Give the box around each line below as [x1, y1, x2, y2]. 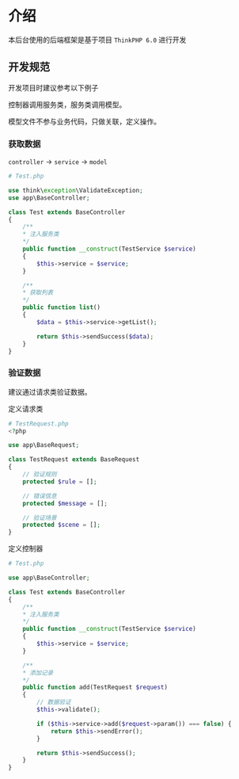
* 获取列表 [22, 288, 54, 297]
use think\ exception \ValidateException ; [8, 186, 144, 194]
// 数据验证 [36, 698, 71, 706]
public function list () [22, 304, 101, 311]
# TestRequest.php [8, 419, 69, 428]
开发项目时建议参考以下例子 [8, 82, 99, 92]
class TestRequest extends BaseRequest [8, 456, 140, 464]
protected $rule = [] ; [22, 477, 97, 486]
